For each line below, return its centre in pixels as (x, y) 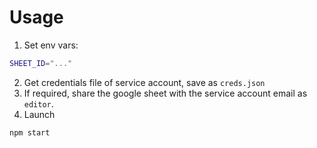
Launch (39, 114)
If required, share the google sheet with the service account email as (165, 93)
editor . (38, 103)
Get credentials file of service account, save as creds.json (144, 82)
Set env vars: (51, 45)
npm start (30, 132)
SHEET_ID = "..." (41, 63)
